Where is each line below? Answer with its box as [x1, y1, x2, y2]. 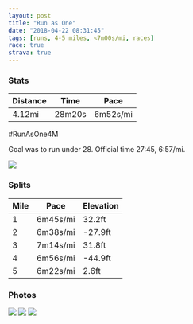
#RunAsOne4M [8, 129, 59, 139]
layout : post [8, 11, 52, 20]
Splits [8, 180, 31, 191]
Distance [12, 96, 47, 107]
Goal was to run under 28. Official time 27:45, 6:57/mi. [8, 145, 186, 154]
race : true [8, 41, 44, 49]
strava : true [8, 49, 52, 57]
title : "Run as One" [8, 19, 77, 27]
